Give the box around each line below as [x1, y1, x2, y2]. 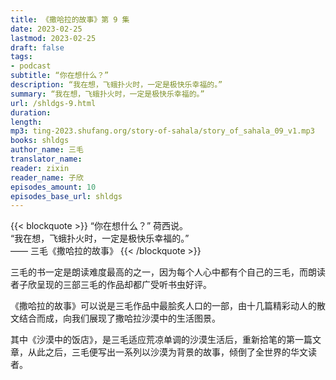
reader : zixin [10, 163, 70, 173]
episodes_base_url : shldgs [10, 191, 123, 201]
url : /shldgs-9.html [10, 98, 97, 108]
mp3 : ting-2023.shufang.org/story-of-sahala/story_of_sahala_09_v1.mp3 [10, 126, 315, 136]
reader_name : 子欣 [10, 172, 84, 183]
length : [10, 117, 43, 127]
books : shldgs [10, 136, 70, 146]
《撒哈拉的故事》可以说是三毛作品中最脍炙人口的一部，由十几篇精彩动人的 [10, 300, 317, 312]
